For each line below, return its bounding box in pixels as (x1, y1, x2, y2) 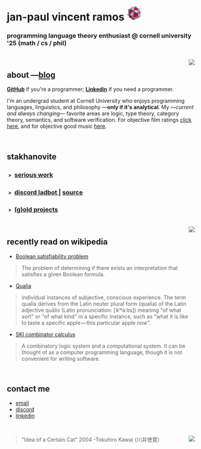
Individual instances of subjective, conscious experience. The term (21, 294, 187, 301)
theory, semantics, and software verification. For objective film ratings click (7, 116, 191, 124)
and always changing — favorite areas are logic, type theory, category (7, 110, 180, 117)
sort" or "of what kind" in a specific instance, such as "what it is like (21, 313, 188, 320)
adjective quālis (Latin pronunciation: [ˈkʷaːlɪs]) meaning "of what (21, 306, 181, 313)
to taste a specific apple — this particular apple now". (21, 319, 151, 326)
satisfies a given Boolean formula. (21, 270, 105, 278)
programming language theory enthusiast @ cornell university (7, 32, 191, 40)
